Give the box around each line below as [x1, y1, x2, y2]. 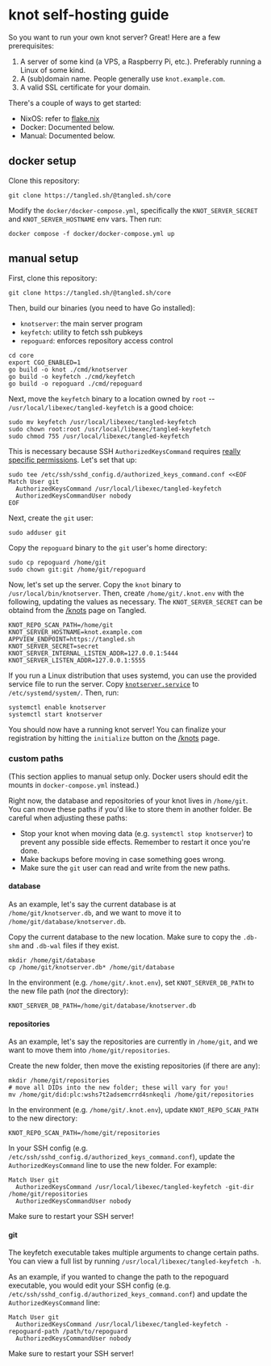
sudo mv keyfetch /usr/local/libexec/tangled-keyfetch [8, 418, 197, 426]
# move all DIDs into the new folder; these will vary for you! [8, 1084, 229, 1092]
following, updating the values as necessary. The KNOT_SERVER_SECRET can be [8, 596, 263, 607]
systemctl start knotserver [8, 710, 103, 718]
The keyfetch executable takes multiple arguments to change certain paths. [8, 1248, 260, 1258]
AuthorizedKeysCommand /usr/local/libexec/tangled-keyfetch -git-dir [15, 1183, 254, 1192]
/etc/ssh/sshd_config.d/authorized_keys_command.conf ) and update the [8, 1289, 248, 1299]
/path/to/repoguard [62, 1327, 128, 1336]
